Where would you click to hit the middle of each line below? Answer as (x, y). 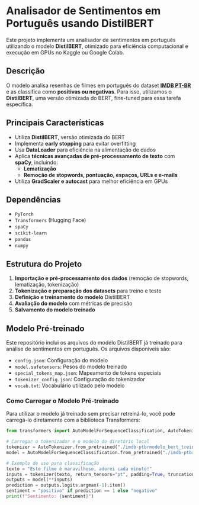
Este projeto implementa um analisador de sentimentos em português (91, 40)
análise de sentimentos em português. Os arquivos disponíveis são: (89, 349)
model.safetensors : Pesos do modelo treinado (71, 366)
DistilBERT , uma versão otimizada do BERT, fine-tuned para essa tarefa (94, 98)
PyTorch (24, 214)
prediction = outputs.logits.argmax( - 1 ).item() (66, 485)
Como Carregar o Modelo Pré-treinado (63, 401)
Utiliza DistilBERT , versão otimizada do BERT (70, 137)
